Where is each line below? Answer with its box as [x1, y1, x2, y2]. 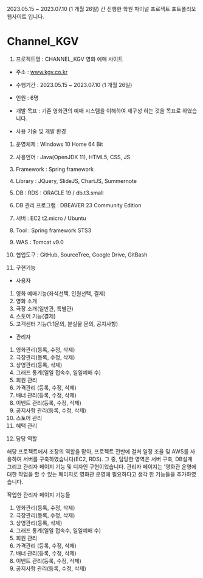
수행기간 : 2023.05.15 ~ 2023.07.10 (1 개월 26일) [15, 81, 132, 88]
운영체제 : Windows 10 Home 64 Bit [15, 140, 103, 148]
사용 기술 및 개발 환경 [15, 127, 66, 135]
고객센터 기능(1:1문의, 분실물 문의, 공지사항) [15, 320, 119, 327]
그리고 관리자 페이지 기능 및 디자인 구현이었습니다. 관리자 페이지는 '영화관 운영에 [7, 463, 197, 470]
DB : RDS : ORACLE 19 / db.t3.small [15, 189, 104, 196]
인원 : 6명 [15, 94, 39, 101]
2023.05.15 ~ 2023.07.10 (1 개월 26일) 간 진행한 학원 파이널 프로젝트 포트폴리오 [7, 5, 196, 12]
